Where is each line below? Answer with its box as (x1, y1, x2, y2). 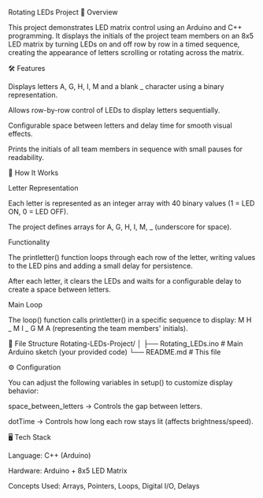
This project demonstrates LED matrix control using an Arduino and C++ (8, 23, 243, 32)
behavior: (8, 386, 39, 396)
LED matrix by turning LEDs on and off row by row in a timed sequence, (8, 39, 240, 49)
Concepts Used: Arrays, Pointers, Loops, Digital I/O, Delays (8, 481, 200, 490)
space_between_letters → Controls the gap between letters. (8, 402, 203, 411)
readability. (8, 153, 45, 162)
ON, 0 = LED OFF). (8, 207, 69, 216)
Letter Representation (8, 184, 79, 192)
